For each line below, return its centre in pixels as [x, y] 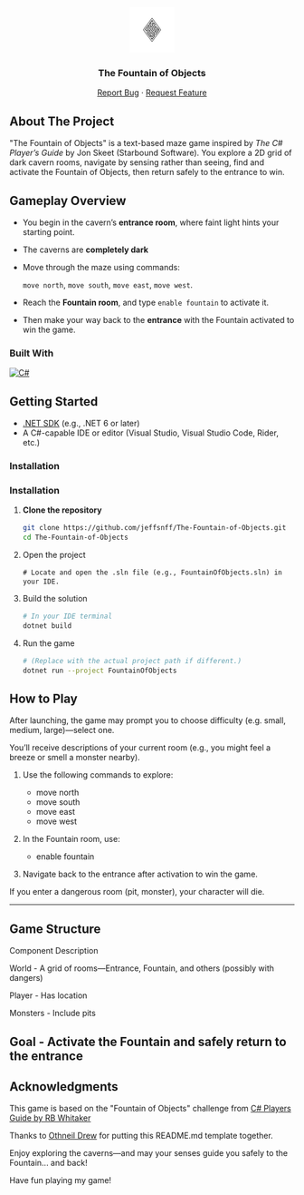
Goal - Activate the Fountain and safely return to [148, 1041]
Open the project [54, 555]
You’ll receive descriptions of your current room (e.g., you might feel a [140, 748]
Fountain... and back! [48, 1163]
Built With [32, 353]
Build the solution [55, 598]
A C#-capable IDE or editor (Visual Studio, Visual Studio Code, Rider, [150, 433]
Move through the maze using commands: [101, 267]
